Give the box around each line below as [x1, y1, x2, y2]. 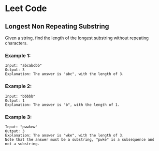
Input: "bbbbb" [5, 94, 36, 99]
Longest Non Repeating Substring [5, 22, 110, 30]
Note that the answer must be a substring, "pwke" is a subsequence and [5, 137, 155, 142]
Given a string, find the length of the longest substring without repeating [5, 35, 149, 41]
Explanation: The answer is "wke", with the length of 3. [5, 133, 124, 138]
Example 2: [5, 83, 32, 90]
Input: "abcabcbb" [5, 63, 42, 68]
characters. [5, 40, 28, 46]
